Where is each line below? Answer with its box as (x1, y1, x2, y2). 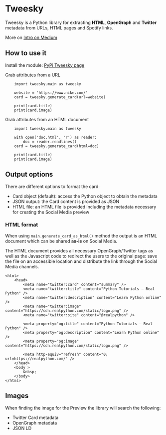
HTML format (5, 221, 38, 228)
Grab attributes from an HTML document (5, 116, 89, 122)
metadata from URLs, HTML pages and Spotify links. (5, 24, 113, 30)
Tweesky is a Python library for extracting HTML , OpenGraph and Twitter (5, 19, 157, 25)
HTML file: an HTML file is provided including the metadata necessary (12, 204, 157, 210)
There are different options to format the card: (5, 183, 100, 190)
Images (5, 392, 29, 400)
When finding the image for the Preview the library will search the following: (5, 405, 161, 411)
